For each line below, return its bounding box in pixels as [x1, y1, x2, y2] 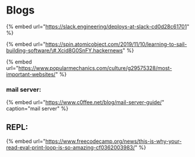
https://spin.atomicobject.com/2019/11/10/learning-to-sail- [45, 41, 187, 48]
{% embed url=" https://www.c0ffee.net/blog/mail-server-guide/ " [6, 99, 164, 106]
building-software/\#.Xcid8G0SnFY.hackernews [6, 46, 123, 54]
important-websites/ [6, 71, 56, 78]
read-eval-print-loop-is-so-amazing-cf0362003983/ [6, 144, 135, 151]
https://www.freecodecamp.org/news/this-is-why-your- [45, 138, 182, 145]
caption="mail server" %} [6, 105, 69, 112]
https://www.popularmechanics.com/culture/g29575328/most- [18, 64, 173, 71]
